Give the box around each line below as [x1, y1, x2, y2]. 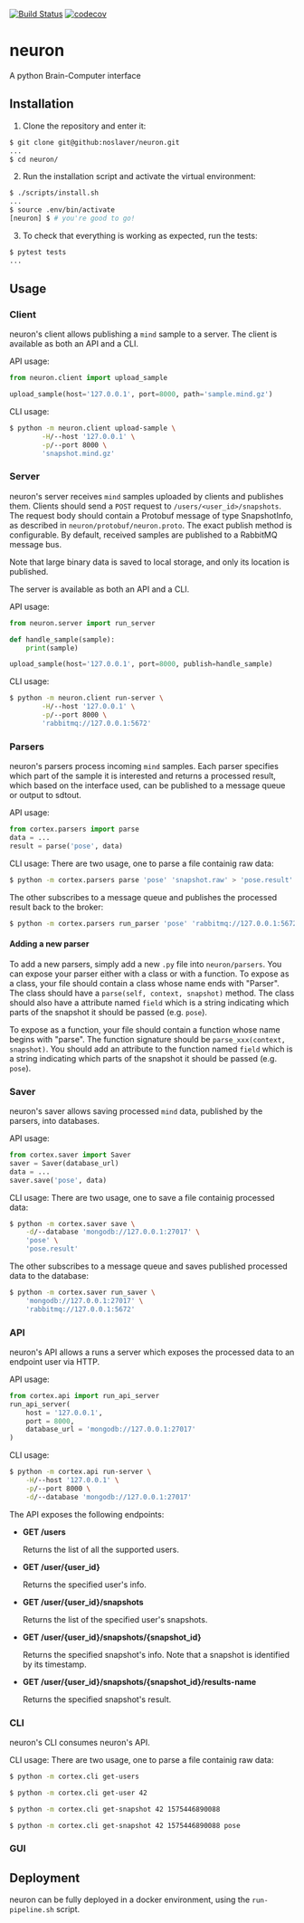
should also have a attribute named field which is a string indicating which [9, 996, 290, 1008]
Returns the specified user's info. [22, 1579, 147, 1590]
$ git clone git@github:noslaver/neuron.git [9, 138, 180, 147]
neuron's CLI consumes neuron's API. [9, 1737, 151, 1747]
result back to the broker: [9, 901, 104, 912]
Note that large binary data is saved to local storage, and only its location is [9, 557, 290, 567]
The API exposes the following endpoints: [9, 1509, 165, 1519]
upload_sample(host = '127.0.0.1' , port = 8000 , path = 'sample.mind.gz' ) [9, 390, 273, 399]
